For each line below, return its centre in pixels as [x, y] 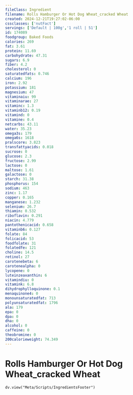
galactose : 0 [18, 175]
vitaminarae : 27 [22, 101]
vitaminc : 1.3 [20, 106]
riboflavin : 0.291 [24, 216]
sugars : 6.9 [17, 60]
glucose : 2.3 [18, 156]
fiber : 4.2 [16, 65]
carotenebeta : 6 [22, 262]
